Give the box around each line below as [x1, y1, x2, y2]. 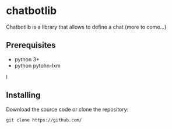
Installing [6, 90, 41, 100]
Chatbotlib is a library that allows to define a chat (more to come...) [6, 23, 167, 30]
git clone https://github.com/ [6, 117, 82, 123]
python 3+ [14, 55, 40, 62]
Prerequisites [6, 40, 56, 50]
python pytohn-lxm [14, 62, 61, 69]
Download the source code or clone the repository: [6, 106, 129, 113]
